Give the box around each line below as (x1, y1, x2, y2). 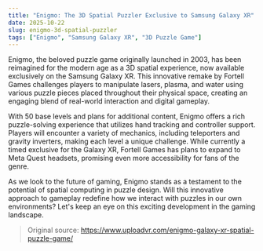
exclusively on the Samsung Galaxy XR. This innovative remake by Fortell (8, 71, 245, 81)
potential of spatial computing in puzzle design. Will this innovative (8, 185, 224, 195)
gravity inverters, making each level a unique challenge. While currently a (8, 136, 246, 146)
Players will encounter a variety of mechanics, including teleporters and (8, 129, 240, 138)
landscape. (8, 210, 45, 220)
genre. (8, 162, 30, 171)
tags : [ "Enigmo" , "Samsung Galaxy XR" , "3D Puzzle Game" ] (8, 33, 202, 42)
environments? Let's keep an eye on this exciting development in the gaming (8, 202, 256, 212)
